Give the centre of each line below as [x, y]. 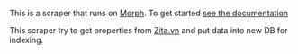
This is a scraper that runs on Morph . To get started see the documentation [149, 13]
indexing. [27, 40]
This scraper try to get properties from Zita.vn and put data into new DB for [149, 30]
